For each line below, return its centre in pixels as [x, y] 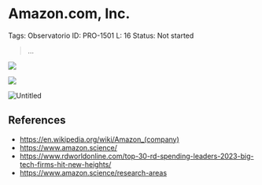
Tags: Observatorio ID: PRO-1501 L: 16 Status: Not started [101, 35]
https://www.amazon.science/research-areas [93, 172]
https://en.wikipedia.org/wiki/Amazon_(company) [99, 139]
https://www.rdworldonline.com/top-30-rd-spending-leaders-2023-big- [137, 156]
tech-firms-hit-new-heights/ [65, 164]
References [37, 120]
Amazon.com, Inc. [69, 14]
